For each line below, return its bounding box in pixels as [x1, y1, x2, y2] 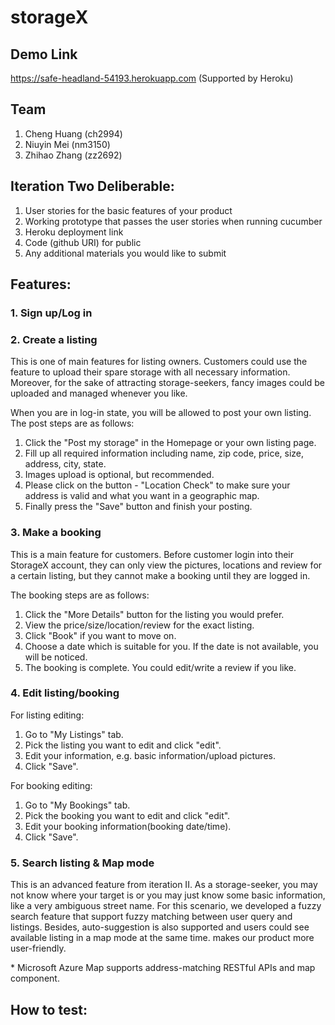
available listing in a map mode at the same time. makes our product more [10, 932, 315, 944]
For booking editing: [10, 779, 93, 791]
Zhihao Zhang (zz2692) [24, 149, 123, 161]
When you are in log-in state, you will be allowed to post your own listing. [10, 407, 312, 419]
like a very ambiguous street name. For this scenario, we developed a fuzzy [10, 900, 322, 912]
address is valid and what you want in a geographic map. [24, 490, 260, 502]
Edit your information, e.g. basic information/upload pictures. [24, 749, 276, 761]
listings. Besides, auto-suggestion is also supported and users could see [10, 921, 310, 933]
